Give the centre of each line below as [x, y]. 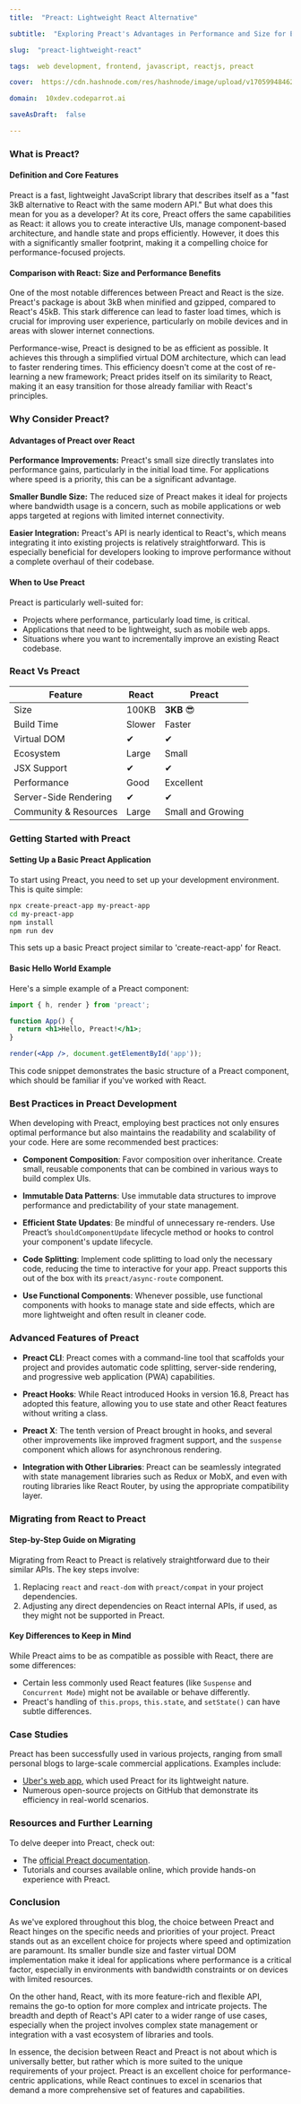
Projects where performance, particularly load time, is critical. [136, 619]
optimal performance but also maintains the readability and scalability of [142, 1133]
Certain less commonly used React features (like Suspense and [137, 1683]
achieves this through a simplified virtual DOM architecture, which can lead [148, 358]
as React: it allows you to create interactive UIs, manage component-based [148, 224]
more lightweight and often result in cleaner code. [114, 1315]
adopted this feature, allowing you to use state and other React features [155, 1403]
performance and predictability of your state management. [130, 1206]
